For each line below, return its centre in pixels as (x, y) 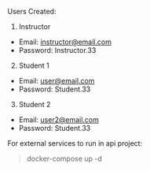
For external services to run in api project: (75, 143)
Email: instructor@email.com (65, 42)
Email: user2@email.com (59, 120)
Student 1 (34, 65)
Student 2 (35, 104)
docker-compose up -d (64, 158)
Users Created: (32, 11)
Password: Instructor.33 (57, 50)
